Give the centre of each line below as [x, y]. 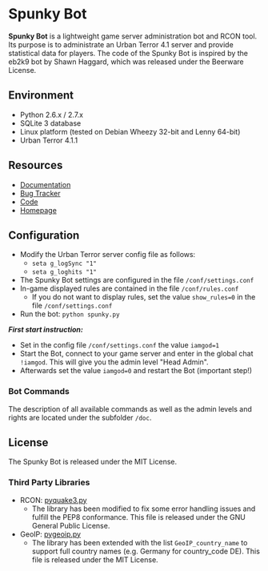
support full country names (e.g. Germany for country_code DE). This [146, 551]
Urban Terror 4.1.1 [49, 140]
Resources [36, 165]
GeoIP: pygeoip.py [50, 534]
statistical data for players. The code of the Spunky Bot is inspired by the [128, 53]
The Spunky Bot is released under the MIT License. [93, 462]
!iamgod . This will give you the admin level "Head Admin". [114, 362]
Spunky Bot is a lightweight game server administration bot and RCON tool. [133, 36]
